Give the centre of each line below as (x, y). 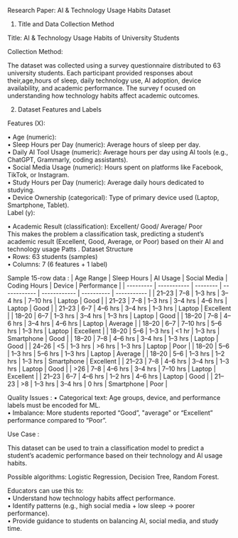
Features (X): (27, 123)
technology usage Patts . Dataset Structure (70, 249)
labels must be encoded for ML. (54, 405)
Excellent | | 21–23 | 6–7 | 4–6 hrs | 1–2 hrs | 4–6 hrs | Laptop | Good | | (110, 376)
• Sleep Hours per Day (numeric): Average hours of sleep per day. (104, 144)
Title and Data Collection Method (66, 24)
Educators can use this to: (45, 491)
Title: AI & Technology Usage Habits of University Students (93, 38)
